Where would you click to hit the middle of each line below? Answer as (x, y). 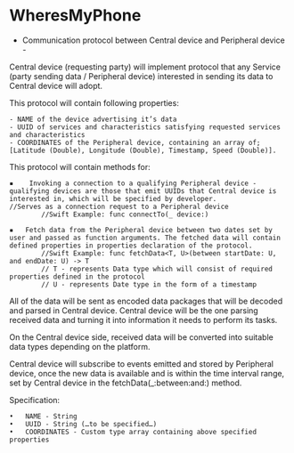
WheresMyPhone (75, 16)
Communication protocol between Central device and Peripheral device (153, 40)
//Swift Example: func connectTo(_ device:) (125, 214)
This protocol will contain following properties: (94, 102)
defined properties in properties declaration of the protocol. (131, 246)
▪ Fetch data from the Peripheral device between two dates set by (141, 230)
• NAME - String (43, 416)
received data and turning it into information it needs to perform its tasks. (143, 320)
